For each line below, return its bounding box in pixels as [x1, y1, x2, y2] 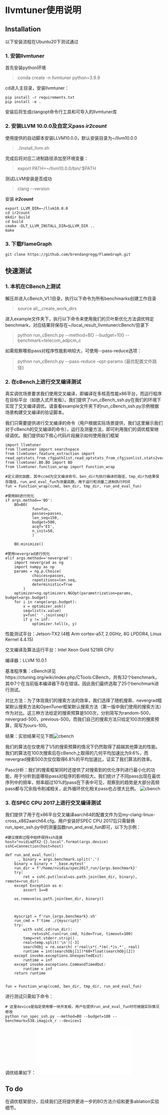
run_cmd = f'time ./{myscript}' [14, 918, 81, 923]
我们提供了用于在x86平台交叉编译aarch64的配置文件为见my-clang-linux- [5, 812, 155, 818]
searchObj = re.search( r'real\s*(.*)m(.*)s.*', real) [23, 944, 140, 950]
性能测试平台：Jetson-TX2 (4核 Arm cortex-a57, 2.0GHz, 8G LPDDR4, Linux [5, 631, 161, 637]
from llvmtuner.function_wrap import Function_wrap [5, 464, 115, 469]
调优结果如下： [5, 1069, 36, 1076]
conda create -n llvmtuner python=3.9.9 [17, 75, 100, 81]
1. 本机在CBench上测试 [5, 283, 61, 290]
